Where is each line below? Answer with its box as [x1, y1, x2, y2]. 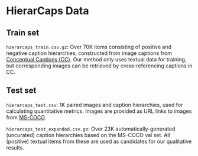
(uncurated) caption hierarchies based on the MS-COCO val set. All [6, 131, 170, 138]
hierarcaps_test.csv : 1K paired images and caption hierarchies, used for [6, 101, 183, 108]
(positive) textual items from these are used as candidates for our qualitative [6, 138, 192, 145]
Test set [6, 86, 37, 96]
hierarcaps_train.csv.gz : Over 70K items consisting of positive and [6, 43, 171, 50]
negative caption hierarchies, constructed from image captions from [6, 50, 173, 57]
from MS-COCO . [6, 113, 47, 121]
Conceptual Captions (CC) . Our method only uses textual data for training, [6, 56, 187, 63]
